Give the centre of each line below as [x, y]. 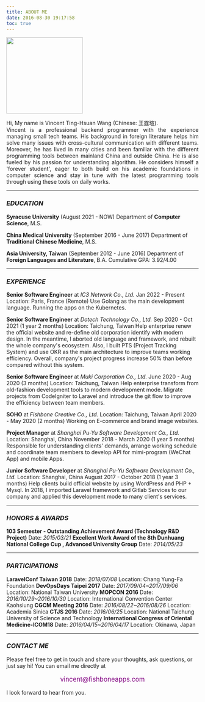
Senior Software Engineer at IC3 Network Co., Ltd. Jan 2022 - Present [95, 294]
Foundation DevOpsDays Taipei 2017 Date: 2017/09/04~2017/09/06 [92, 585]
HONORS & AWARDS [38, 518]
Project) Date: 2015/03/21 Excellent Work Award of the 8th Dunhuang [95, 538]
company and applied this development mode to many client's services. [97, 496]
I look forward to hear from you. [46, 693]
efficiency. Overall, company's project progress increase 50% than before [99, 358]
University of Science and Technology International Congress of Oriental [99, 618]
